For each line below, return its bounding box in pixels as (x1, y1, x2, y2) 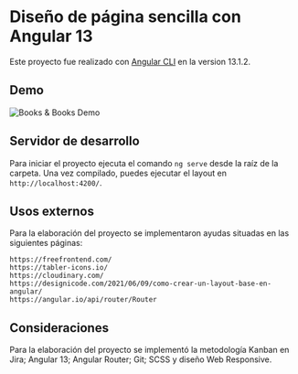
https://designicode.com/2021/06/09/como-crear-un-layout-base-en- (9, 279, 272, 289)
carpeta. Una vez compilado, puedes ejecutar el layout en (9, 167, 227, 178)
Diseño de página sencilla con (9, 6, 242, 27)
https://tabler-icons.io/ (9, 263, 108, 272)
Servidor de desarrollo (9, 134, 140, 149)
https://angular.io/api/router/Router (9, 295, 157, 305)
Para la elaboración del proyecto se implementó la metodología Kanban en (9, 345, 290, 356)
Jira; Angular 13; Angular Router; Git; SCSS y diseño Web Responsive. (9, 354, 272, 365)
